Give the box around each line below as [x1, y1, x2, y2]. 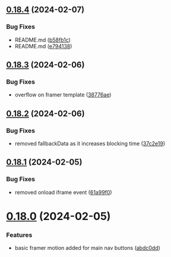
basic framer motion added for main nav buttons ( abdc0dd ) [14, 244, 160, 252]
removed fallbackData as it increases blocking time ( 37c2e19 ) [14, 140, 165, 147]
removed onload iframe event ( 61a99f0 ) [14, 188, 112, 196]
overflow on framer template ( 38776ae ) [14, 91, 112, 98]
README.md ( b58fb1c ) [14, 36, 71, 44]
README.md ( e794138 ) [14, 42, 72, 49]
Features [6, 231, 33, 239]
